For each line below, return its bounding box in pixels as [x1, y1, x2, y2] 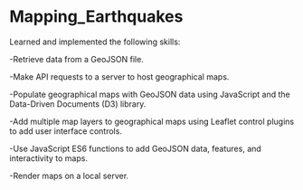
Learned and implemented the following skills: [9, 36, 181, 47]
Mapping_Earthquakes [9, 6, 184, 27]
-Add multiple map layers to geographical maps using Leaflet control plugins [9, 116, 295, 127]
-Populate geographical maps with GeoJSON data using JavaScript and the [9, 89, 291, 100]
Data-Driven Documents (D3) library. [9, 98, 147, 109]
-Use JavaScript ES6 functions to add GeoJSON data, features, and [9, 143, 262, 154]
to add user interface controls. [9, 125, 122, 137]
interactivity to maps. [9, 152, 89, 164]
